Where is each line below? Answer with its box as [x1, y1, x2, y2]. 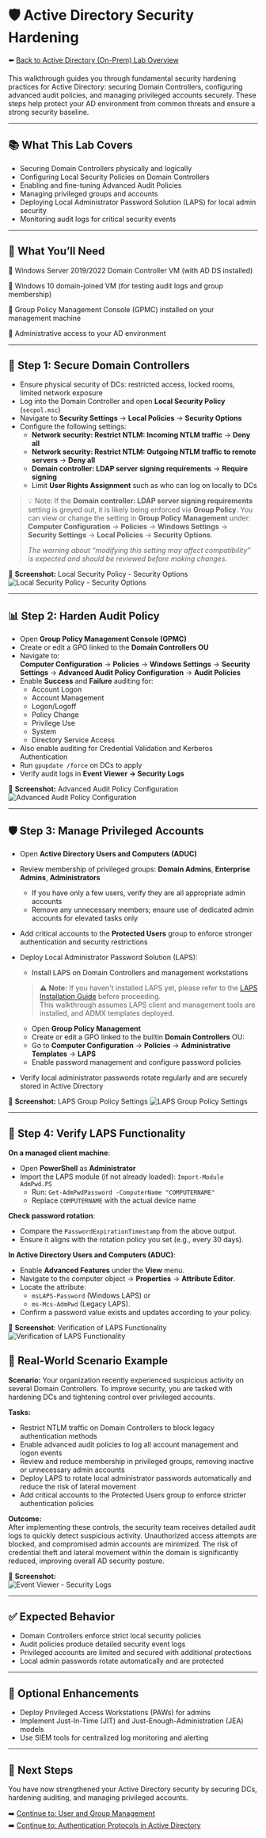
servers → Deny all [31, 456, 96, 465]
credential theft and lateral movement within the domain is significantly [8, 1547, 239, 1557]
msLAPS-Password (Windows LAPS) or [31, 1291, 151, 1300]
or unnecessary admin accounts [19, 1465, 125, 1474]
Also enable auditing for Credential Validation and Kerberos [19, 744, 214, 753]
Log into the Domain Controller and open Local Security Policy [19, 397, 226, 406]
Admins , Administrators [19, 873, 101, 882]
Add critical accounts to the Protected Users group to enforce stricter [19, 1490, 247, 1500]
